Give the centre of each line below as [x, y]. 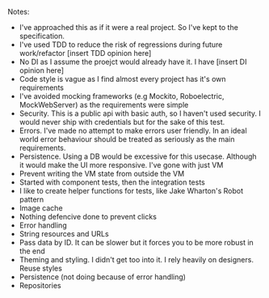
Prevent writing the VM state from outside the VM [102, 174]
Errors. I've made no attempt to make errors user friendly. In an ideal [133, 130]
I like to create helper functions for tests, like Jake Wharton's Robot [131, 191]
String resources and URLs [64, 234]
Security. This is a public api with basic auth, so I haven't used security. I [140, 113]
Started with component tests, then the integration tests [112, 182]
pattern [32, 199]
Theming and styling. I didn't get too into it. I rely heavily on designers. [136, 260]
